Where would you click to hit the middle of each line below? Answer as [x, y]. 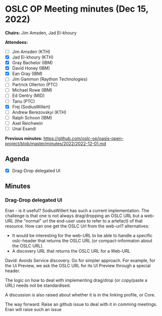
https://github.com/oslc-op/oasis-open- [83, 138]
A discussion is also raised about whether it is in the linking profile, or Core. [80, 295]
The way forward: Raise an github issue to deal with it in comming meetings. [81, 304]
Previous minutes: [24, 138]
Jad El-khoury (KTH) [33, 57]
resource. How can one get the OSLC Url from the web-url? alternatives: [77, 226]
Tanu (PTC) [24, 101]
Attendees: [16, 42]
